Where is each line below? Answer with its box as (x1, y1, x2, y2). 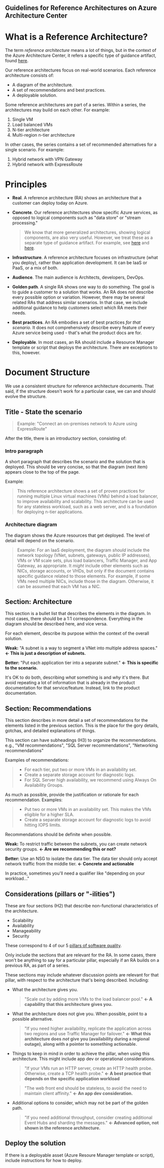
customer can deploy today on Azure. (12, 200, 89, 206)
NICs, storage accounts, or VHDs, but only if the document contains (17, 568, 154, 573)
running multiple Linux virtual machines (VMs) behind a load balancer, (17, 493, 158, 499)
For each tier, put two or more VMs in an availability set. (24, 766, 137, 773)
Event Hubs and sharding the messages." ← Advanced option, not (24, 1120, 159, 1126)
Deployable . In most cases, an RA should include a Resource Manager (12, 339, 155, 345)
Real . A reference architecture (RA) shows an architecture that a (12, 195, 142, 201)
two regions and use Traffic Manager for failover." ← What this (24, 1031, 151, 1037)
